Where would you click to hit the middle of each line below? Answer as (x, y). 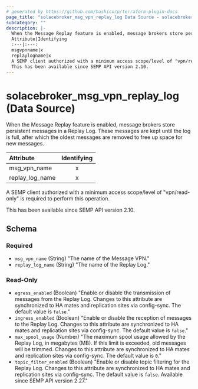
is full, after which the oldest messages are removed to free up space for (94, 137)
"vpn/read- (176, 192)
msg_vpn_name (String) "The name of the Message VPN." (82, 258)
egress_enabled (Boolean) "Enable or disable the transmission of (93, 293)
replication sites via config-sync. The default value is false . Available (98, 375)
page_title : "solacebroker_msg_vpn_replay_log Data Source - (83, 17)
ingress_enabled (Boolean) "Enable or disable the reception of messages (103, 318)
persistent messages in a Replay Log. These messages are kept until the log (98, 131)
